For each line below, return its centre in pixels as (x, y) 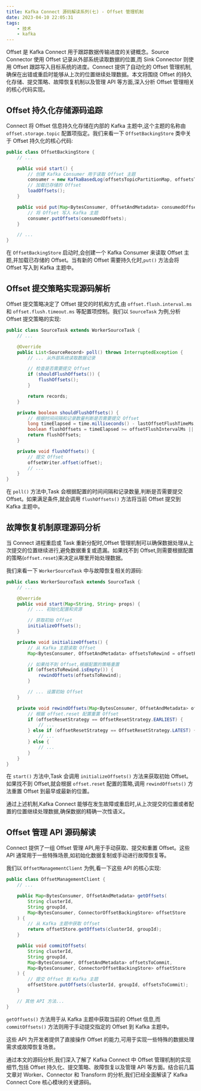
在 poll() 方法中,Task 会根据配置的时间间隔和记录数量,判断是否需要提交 (95, 491)
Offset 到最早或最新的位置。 (58, 791)
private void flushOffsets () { (56, 451)
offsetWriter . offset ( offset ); (65, 463)
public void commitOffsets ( (52, 946)
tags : (13, 23)
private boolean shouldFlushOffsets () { (68, 413)
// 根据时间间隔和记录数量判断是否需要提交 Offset (83, 418)
